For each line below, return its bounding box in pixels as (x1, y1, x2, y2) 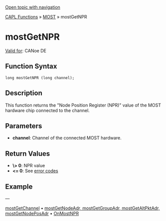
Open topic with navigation (5, 4, 61, 10)
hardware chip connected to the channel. (5, 107, 90, 113)
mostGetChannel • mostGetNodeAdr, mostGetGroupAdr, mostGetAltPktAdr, (5, 205, 160, 211)
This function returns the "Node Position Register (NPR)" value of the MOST (5, 102, 161, 108)
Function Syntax (5, 62, 57, 71)
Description (5, 89, 42, 98)
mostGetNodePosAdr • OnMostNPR (5, 211, 79, 216)
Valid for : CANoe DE (5, 47, 46, 54)
